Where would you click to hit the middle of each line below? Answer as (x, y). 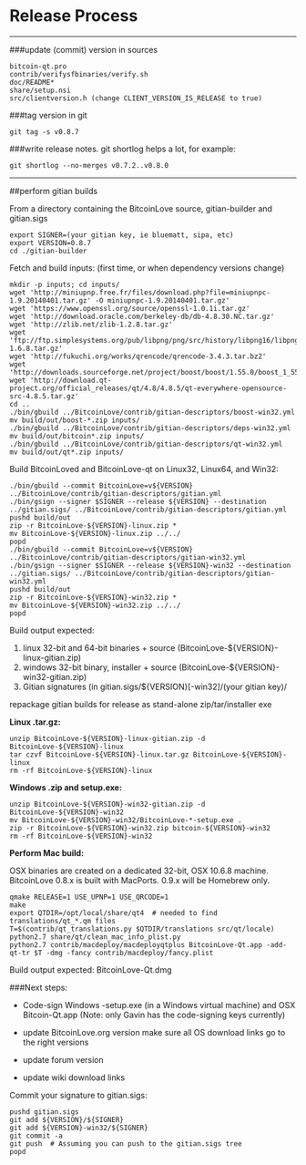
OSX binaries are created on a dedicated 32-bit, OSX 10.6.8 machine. (139, 871)
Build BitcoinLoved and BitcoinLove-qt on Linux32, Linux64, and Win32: (144, 469)
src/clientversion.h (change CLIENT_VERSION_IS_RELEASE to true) (136, 98)
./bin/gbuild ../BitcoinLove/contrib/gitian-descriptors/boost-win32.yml (153, 412)
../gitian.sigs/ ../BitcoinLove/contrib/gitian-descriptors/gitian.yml (148, 510)
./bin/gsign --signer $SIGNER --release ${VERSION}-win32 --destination (150, 565)
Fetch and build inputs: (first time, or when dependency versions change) (147, 268)
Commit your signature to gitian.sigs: (78, 1095)
